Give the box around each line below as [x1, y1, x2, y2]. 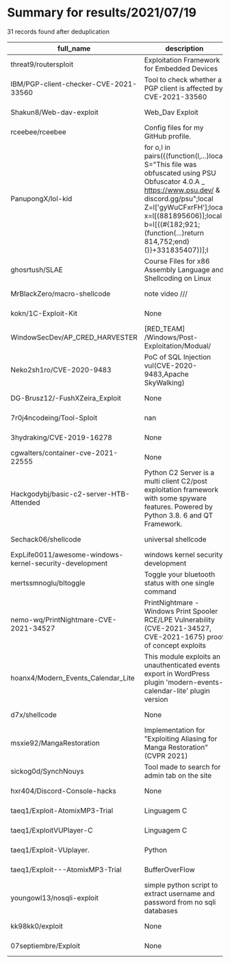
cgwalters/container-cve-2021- [10, 448, 118, 457]
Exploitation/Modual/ [144, 341, 212, 351]
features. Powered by [144, 502, 214, 511]
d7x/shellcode [10, 710, 57, 720]
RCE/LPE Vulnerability [144, 615, 216, 624]
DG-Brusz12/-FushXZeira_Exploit [10, 393, 122, 403]
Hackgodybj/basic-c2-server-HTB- [10, 489, 130, 498]
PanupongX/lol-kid [10, 194, 73, 203]
